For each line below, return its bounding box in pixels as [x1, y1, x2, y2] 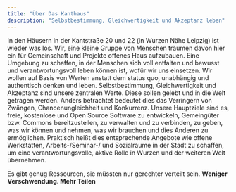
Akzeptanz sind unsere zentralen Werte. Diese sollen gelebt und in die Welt [7, 89, 226, 97]
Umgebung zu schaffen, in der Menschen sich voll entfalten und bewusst [7, 58, 220, 67]
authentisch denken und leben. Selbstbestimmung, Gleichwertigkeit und [7, 81, 216, 89]
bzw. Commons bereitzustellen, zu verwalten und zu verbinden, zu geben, [7, 118, 223, 127]
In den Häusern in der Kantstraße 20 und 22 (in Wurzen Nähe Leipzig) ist [7, 36, 220, 44]
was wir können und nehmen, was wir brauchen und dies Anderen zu [7, 126, 209, 134]
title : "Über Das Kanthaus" [7, 10, 90, 18]
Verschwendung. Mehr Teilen [7, 177, 97, 185]
